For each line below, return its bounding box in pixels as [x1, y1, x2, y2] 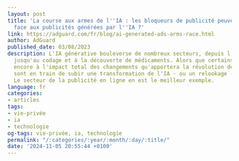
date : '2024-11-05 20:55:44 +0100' [7, 143, 113, 150]
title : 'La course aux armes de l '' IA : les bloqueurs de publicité [7, 17, 215, 24]
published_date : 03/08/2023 [7, 43, 91, 51]
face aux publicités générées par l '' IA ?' [14, 24, 144, 31]
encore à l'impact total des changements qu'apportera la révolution [14, 63, 224, 71]
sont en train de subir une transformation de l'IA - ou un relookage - [14, 70, 234, 77]
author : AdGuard [7, 37, 55, 44]
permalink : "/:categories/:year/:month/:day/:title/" [7, 136, 171, 143]
